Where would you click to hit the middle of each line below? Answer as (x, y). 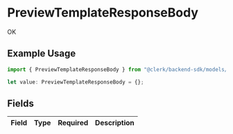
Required (73, 123)
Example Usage (42, 54)
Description (115, 123)
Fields (21, 103)
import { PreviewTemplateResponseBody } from (74, 69)
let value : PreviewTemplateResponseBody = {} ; (76, 82)
